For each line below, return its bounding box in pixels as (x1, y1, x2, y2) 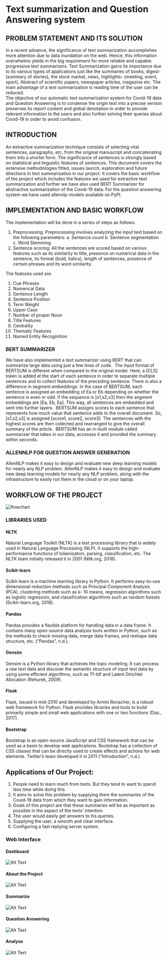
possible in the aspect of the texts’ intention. (12, 807, 104, 813)
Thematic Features (12, 328, 52, 334)
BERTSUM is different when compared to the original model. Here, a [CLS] (5, 367, 158, 373)
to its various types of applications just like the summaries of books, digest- (5, 68, 161, 74)
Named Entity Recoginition (12, 333, 68, 339)
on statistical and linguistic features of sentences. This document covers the (5, 160, 162, 166)
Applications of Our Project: (5, 768, 94, 776)
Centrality (12, 322, 33, 328)
